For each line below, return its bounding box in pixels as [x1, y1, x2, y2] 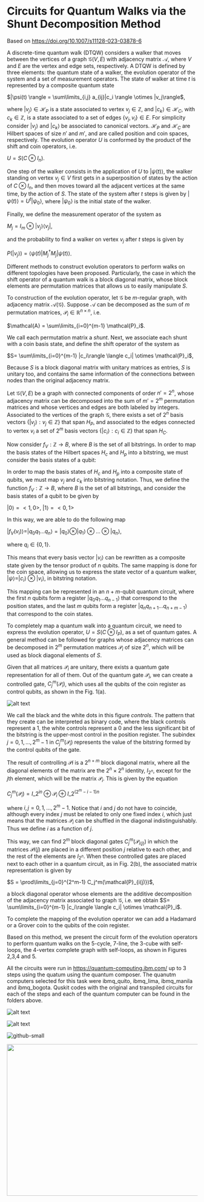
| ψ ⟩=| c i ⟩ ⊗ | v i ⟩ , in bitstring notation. [7, 575, 97, 584]
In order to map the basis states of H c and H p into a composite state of [7, 468, 183, 477]
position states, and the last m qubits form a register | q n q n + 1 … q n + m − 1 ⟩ [7, 602, 187, 611]
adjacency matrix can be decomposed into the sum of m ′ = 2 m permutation [7, 396, 195, 404]
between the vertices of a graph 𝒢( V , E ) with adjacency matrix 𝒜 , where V [7, 55, 192, 62]
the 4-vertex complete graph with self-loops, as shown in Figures [24, 947, 187, 954]
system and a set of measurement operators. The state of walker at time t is [7, 75, 196, 83]
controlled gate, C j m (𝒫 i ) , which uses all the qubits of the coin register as [7, 679, 186, 689]
